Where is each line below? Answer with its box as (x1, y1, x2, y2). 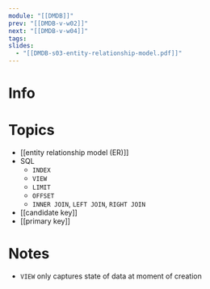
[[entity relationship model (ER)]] (19, 148, 129, 157)
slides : (8, 42, 35, 50)
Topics (8, 121, 55, 140)
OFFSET (31, 192, 55, 200)
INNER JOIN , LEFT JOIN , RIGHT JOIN (31, 199, 146, 209)
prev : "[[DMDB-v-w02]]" (8, 19, 89, 27)
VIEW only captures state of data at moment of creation (19, 271, 202, 281)
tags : (8, 34, 27, 43)
